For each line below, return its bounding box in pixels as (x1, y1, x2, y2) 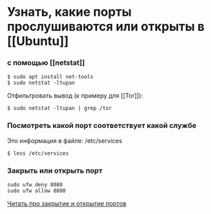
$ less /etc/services (7, 149, 69, 157)
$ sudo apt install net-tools (7, 74, 94, 81)
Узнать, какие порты (7, 4, 132, 20)
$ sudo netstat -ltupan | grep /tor (7, 105, 112, 112)
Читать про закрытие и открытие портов (7, 200, 127, 208)
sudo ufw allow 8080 (7, 187, 67, 195)
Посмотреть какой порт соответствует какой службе (7, 121, 197, 131)
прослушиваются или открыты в (7, 19, 205, 34)
